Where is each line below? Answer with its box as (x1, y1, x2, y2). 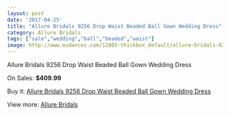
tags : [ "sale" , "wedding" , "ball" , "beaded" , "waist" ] (7, 36, 155, 42)
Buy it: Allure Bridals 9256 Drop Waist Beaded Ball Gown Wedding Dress (7, 87, 211, 95)
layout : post (7, 10, 44, 17)
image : (7, 42, 26, 49)
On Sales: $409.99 (7, 74, 62, 82)
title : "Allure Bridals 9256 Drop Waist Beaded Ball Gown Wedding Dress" (7, 23, 222, 29)
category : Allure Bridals (7, 29, 81, 36)
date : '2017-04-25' (7, 16, 63, 23)
